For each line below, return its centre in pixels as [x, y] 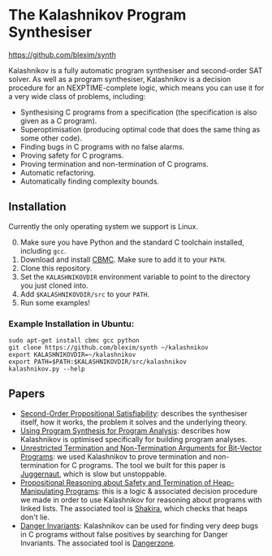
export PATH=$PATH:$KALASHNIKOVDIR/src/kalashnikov [97, 362]
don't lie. [35, 517]
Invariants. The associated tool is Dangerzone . [98, 543]
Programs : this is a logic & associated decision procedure [162, 491]
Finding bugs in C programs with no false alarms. [102, 146]
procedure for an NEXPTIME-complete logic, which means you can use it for [136, 88]
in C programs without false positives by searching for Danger [124, 534]
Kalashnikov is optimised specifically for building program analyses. [134, 439]
